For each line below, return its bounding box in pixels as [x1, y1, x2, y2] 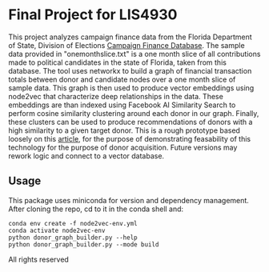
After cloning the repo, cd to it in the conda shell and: [8, 204, 184, 214]
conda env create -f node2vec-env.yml [8, 219, 138, 227]
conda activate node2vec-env [8, 226, 106, 234]
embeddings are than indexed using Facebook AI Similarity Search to [8, 100, 236, 110]
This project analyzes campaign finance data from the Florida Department [8, 32, 252, 42]
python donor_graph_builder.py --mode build [8, 240, 159, 249]
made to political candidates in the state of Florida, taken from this [8, 58, 227, 67]
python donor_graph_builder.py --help [8, 234, 138, 242]
